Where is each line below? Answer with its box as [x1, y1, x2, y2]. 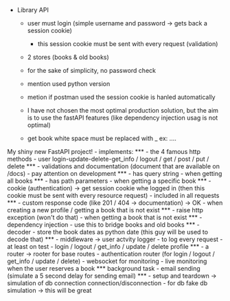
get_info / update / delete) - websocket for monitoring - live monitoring [7, 257, 207, 265]
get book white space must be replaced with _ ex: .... [27, 134, 176, 142]
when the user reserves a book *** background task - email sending [7, 265, 200, 272]
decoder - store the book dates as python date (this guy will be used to [7, 228, 208, 236]
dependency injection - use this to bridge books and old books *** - [7, 221, 200, 229]
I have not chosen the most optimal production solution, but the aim [27, 107, 218, 114]
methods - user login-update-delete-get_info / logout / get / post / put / [7, 155, 209, 163]
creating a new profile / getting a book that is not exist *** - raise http [7, 206, 204, 214]
